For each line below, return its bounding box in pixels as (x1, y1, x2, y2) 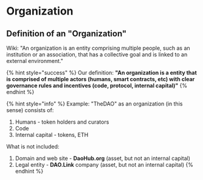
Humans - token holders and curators (15, 118, 109, 125)
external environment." (6, 58, 64, 64)
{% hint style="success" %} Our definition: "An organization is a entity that (6, 69, 198, 76)
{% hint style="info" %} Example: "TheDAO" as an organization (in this (6, 100, 183, 107)
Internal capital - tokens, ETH (15, 132, 89, 138)
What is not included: (6, 143, 60, 150)
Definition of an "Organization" (6, 28, 127, 39)
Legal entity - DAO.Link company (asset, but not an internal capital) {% (15, 161, 193, 168)
